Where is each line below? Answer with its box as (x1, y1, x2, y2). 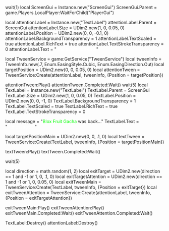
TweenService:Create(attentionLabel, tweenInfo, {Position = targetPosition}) (5, 72, 164, 78)
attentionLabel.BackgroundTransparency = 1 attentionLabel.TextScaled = (5, 35, 156, 41)
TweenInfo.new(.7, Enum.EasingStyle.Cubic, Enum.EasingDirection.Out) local (5, 62, 164, 67)
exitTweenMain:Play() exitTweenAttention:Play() (5, 205, 104, 211)
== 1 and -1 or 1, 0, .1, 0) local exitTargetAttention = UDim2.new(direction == (5, 174, 162, 180)
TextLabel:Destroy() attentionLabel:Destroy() (5, 220, 98, 226)
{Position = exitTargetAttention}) (5, 195, 72, 201)
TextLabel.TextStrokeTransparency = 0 (5, 108, 86, 114)
